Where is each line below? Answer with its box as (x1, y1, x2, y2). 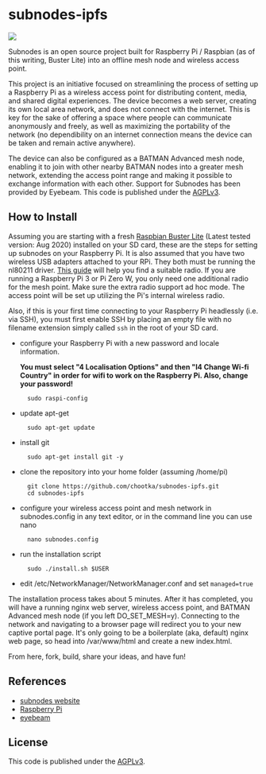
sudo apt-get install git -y (27, 453, 124, 461)
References (8, 675, 67, 688)
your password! (19, 379, 74, 389)
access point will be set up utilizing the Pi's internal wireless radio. (8, 290, 225, 300)
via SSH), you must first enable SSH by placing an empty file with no (8, 314, 232, 323)
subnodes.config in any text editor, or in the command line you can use (19, 511, 253, 521)
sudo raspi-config (27, 394, 88, 402)
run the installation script (19, 549, 102, 559)
